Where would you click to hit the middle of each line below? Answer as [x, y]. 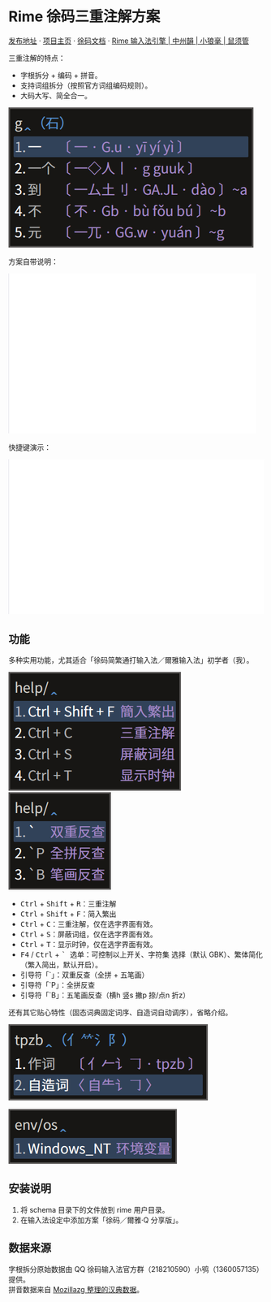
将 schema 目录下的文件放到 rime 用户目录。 [95, 1209]
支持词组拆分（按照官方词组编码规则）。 [86, 85]
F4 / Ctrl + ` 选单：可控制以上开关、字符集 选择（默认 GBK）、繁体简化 [142, 954]
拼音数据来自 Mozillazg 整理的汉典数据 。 [76, 1289]
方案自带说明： [33, 262]
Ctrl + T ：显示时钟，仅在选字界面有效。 [89, 945]
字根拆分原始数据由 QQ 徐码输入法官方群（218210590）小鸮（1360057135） [136, 1269]
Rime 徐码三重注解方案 [84, 17]
